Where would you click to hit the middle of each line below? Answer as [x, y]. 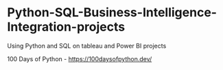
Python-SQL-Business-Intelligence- [112, 13]
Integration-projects [66, 27]
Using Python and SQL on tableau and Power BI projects [87, 46]
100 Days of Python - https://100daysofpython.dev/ [80, 58]
